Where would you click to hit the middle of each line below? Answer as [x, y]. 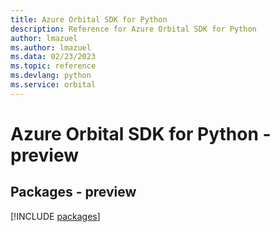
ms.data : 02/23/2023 [53, 57]
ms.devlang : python [51, 76]
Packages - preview [73, 192]
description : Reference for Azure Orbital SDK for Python [133, 29]
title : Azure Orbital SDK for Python [89, 19]
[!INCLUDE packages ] [55, 216]
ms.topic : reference [53, 66]
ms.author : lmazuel [51, 47]
